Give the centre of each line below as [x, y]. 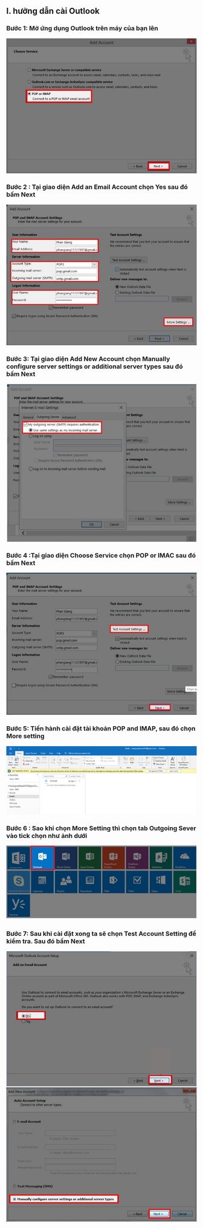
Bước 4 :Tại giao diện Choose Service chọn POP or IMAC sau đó [101, 555]
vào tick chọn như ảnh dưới [47, 836]
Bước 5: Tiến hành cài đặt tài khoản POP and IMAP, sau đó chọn [101, 729]
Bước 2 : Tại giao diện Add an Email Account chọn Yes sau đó [97, 187]
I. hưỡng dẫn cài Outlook [53, 11]
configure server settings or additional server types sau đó [95, 366]
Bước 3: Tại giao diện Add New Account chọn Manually [88, 359]
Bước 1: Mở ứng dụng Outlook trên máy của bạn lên [82, 28]
